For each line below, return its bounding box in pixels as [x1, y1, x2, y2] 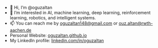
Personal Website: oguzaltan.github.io [9, 32, 87, 38]
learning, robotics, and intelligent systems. [9, 15, 96, 20]
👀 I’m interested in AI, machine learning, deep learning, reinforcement [9, 10, 151, 16]
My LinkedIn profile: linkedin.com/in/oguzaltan [9, 38, 104, 43]
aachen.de [9, 27, 32, 33]
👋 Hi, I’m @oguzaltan [9, 5, 53, 10]
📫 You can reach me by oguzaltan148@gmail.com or [9, 20, 118, 26]
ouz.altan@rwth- [119, 20, 153, 26]
